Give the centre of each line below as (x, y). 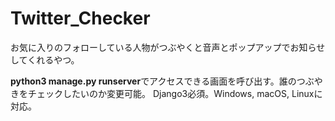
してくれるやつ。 (45, 59)
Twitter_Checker (80, 18)
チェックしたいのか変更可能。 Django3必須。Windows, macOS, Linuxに (175, 93)
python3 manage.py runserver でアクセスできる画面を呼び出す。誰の (153, 81)
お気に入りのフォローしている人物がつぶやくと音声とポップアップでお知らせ (168, 47)
